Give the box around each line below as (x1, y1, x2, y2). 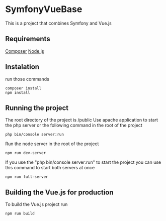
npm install (5, 90, 30, 95)
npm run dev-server (5, 151, 46, 156)
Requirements (5, 35, 50, 43)
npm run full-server (5, 174, 49, 179)
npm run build (5, 211, 35, 216)
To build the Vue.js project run (5, 201, 68, 207)
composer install (5, 85, 42, 91)
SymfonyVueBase (5, 4, 82, 15)
